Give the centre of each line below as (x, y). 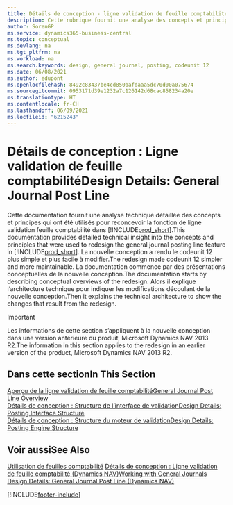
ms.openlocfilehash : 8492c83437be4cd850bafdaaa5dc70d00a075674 (101, 85)
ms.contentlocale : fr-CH (43, 104)
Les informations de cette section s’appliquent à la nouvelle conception (109, 330)
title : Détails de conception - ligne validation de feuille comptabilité (118, 14)
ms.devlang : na (29, 46)
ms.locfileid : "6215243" (43, 117)
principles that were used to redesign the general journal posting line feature (116, 245)
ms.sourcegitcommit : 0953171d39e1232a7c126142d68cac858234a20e (101, 91)
